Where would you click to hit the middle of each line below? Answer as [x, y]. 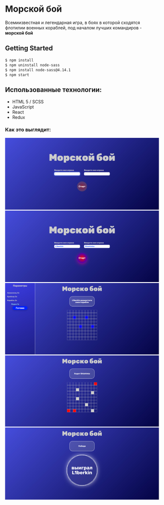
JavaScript [23, 107]
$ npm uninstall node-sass [32, 65]
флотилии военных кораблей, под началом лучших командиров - [73, 27]
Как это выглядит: [28, 130]
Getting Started [29, 48]
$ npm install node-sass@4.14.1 [38, 70]
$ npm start [17, 75]
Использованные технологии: [53, 90]
